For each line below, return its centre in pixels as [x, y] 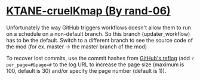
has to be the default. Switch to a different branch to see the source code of [99, 40]
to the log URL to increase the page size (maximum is [119, 64]
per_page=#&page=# [29, 65]
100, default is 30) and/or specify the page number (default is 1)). [86, 70]
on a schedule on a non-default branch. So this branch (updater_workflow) [98, 33]
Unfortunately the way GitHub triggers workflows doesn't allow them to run [99, 27]
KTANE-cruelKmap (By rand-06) [89, 11]
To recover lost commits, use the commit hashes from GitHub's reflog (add [98, 58]
